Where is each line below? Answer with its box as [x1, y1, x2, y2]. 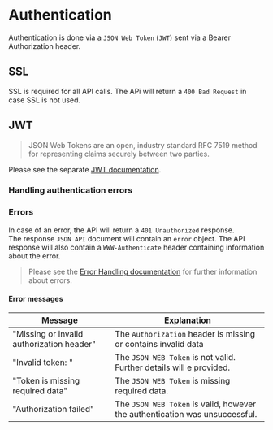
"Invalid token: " [12, 356, 73, 367]
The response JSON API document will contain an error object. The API [8, 233, 245, 243]
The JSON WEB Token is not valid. [115, 351, 236, 363]
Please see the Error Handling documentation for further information [28, 267, 258, 276]
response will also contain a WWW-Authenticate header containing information [8, 242, 265, 252]
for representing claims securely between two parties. [28, 149, 210, 159]
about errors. [28, 275, 73, 285]
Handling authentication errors [8, 185, 133, 196]
